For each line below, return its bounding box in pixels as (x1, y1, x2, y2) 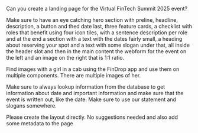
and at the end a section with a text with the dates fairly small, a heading (6, 35, 183, 42)
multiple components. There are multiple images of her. (6, 72, 141, 79)
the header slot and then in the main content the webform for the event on (6, 48, 187, 55)
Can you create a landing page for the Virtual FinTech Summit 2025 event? (6, 5, 188, 12)
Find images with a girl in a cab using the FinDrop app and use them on (6, 66, 180, 73)
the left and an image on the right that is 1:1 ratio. (6, 54, 125, 61)
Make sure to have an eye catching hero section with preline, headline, (6, 17, 178, 23)
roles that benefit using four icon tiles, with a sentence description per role (6, 29, 188, 36)
